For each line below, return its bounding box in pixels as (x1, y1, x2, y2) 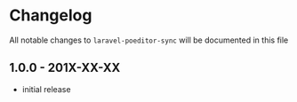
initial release (21, 83, 71, 94)
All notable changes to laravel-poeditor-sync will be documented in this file (9, 35, 289, 45)
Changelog (9, 5, 92, 26)
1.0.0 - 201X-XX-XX (9, 60, 121, 75)
